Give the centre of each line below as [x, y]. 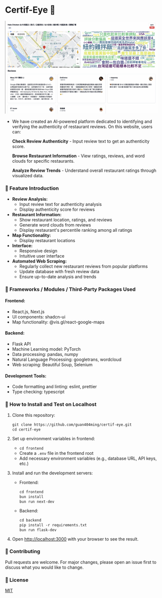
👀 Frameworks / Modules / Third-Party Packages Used [70, 289]
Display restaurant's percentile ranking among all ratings [76, 230]
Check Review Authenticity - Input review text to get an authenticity [81, 141]
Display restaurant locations [47, 240]
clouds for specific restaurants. [43, 161]
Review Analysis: [30, 199]
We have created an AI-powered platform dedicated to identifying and [82, 122]
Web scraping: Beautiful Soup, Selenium [52, 365]
